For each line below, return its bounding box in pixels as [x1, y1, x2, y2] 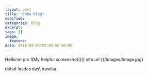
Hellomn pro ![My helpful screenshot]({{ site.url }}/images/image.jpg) [5, 56, 143, 62]
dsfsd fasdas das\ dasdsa [5, 66, 57, 72]
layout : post [5, 7, 32, 12]
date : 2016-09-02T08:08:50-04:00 [5, 43, 73, 48]
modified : [5, 16, 25, 21]
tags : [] [5, 30, 23, 34]
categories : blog [5, 20, 40, 26]
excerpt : [5, 25, 23, 30]
